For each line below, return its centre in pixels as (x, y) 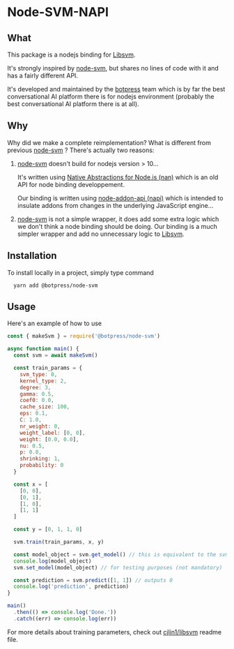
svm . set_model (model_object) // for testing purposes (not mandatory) (118, 567)
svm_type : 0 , (39, 374)
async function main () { (43, 349)
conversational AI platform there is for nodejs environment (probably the (111, 96)
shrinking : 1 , (40, 459)
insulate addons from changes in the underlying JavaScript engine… (115, 205)
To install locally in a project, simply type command (81, 272)
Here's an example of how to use (55, 323)
